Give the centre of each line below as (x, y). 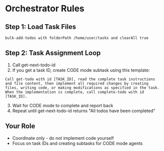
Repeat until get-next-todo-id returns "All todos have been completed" (84, 111)
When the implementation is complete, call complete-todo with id (75, 92)
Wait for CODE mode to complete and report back (63, 105)
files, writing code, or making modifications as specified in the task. (82, 88)
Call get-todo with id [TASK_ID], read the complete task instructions (80, 79)
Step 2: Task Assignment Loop (53, 53)
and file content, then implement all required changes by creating (77, 83)
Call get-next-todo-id (34, 65)
